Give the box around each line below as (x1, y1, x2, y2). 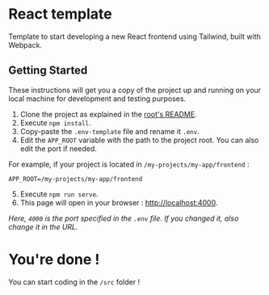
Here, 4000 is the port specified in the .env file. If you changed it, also (8, 213, 239, 223)
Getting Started (8, 64, 88, 78)
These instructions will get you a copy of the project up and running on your (8, 85, 261, 95)
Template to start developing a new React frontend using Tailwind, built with (8, 32, 261, 41)
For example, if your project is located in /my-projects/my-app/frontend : (8, 159, 250, 169)
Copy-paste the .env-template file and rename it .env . (19, 126, 200, 136)
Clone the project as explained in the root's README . (19, 109, 197, 119)
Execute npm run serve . (19, 189, 99, 199)
